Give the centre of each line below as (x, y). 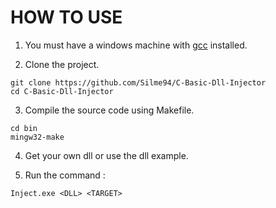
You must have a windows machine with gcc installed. (136, 45)
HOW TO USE (66, 17)
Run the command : (65, 175)
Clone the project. (62, 64)
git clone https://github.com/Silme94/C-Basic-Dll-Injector (138, 82)
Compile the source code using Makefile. (109, 110)
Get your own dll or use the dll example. (106, 155)
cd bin (24, 128)
